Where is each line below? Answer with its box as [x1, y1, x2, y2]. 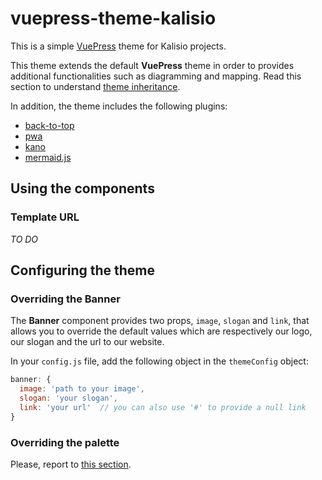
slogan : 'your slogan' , [19, 393, 118, 404]
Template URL [10, 210, 80, 224]
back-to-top [24, 119, 75, 131]
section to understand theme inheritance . [10, 80, 181, 92]
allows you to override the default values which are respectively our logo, [10, 325, 313, 337]
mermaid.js [24, 151, 72, 163]
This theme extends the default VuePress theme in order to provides [10, 59, 295, 71]
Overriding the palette [10, 435, 120, 449]
